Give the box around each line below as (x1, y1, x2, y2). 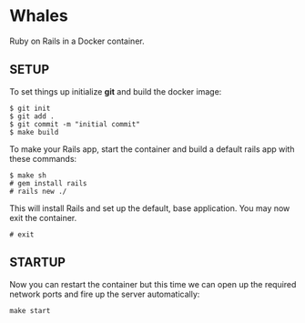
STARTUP (9, 255, 66, 270)
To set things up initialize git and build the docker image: (9, 86, 222, 96)
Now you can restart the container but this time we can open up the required (9, 278, 297, 289)
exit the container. (9, 212, 77, 223)
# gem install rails (9, 178, 88, 187)
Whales (9, 5, 68, 26)
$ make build (9, 127, 59, 136)
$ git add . (9, 111, 55, 121)
